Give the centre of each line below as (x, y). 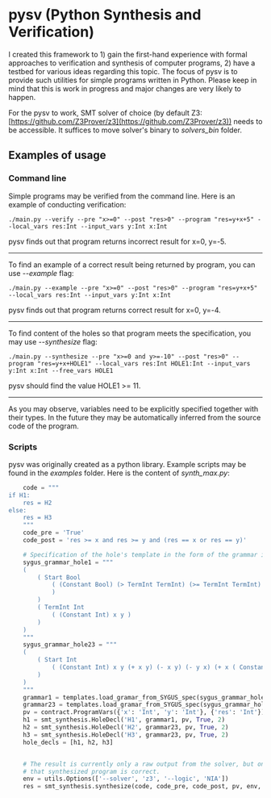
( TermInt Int (61, 608)
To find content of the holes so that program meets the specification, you (130, 333)
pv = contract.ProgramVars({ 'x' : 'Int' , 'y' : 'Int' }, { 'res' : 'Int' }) (144, 712)
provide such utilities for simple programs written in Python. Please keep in (133, 80)
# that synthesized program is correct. (92, 771)
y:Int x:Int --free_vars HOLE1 (61, 370)
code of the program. (44, 426)
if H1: (19, 495)
